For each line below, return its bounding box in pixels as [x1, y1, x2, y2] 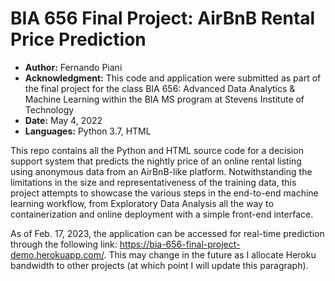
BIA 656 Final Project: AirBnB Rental [10, 7, 316, 30]
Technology [24, 103, 75, 116]
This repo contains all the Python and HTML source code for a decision [10, 144, 304, 156]
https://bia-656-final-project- [119, 238, 241, 250]
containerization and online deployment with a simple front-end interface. [10, 208, 314, 220]
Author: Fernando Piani [24, 61, 123, 73]
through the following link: [10, 238, 118, 250]
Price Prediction [10, 28, 147, 51]
